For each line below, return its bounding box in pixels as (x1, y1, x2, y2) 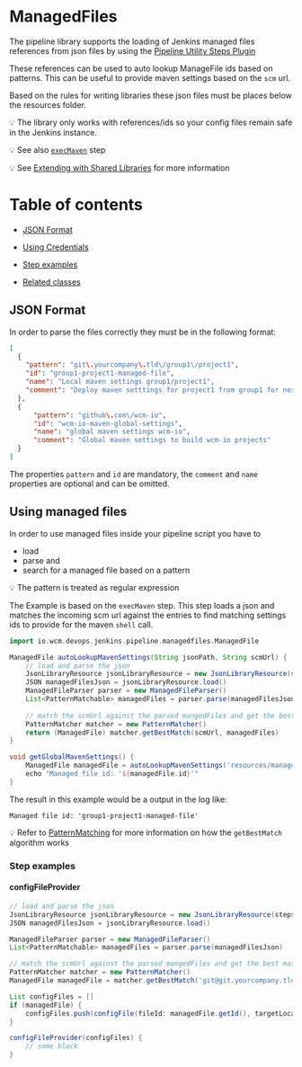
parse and (22, 555, 60, 565)
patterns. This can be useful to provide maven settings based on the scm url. (9, 72, 290, 83)
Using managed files (9, 504, 128, 520)
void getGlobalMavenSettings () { (9, 752, 135, 761)
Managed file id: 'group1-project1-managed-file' (9, 811, 200, 820)
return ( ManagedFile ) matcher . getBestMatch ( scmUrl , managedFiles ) (25, 728, 280, 737)
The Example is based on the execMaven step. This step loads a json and (9, 600, 275, 610)
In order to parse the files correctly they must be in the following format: (9, 326, 277, 337)
